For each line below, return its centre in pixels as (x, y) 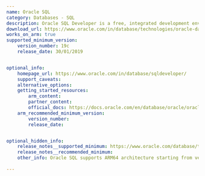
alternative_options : (45, 85)
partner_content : (50, 102)
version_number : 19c (43, 46)
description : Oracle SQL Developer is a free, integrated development (98, 23)
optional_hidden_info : (35, 141)
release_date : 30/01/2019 (50, 52)
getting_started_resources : (53, 91)
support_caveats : (39, 79)
